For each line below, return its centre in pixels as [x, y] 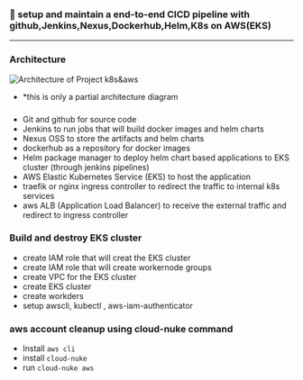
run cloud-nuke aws [58, 367]
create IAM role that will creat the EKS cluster [106, 258]
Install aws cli [49, 348]
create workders [53, 295]
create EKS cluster [57, 286]
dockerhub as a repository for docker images [106, 148]
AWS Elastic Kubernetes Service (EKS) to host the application [136, 176]
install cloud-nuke [55, 358]
